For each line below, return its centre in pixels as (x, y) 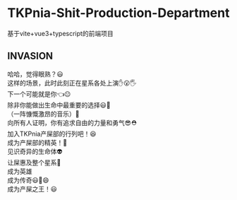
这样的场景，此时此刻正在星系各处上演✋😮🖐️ (72, 83)
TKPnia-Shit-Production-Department (119, 13)
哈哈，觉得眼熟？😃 (35, 74)
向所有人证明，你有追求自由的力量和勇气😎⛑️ (72, 122)
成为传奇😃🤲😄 (28, 180)
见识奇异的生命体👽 (35, 151)
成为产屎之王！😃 (32, 189)
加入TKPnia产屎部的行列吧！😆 (52, 134)
